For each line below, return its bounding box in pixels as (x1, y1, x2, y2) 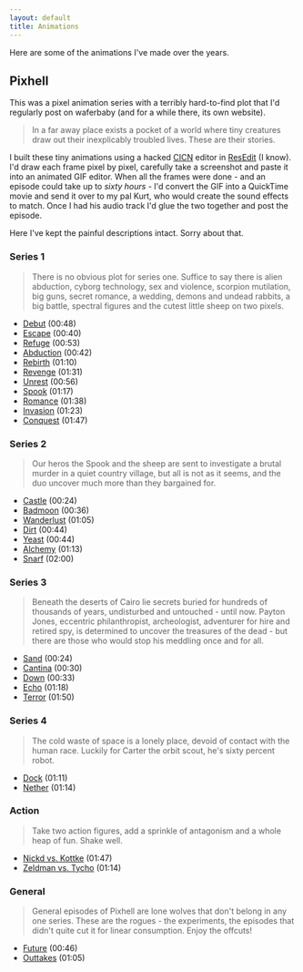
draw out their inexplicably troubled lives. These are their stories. (31, 134, 276, 146)
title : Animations (9, 22, 79, 31)
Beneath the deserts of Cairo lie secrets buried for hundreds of (31, 597, 268, 608)
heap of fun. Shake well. (31, 834, 123, 845)
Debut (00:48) (22, 318, 77, 329)
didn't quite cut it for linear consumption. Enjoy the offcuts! (31, 926, 253, 936)
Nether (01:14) (22, 782, 76, 793)
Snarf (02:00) (22, 553, 75, 564)
